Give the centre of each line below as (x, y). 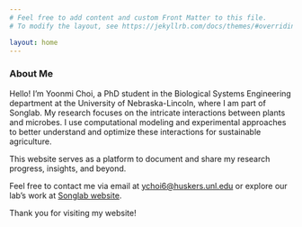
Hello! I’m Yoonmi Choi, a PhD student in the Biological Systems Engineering (151, 93)
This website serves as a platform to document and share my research (140, 159)
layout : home (34, 42)
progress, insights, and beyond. (68, 168)
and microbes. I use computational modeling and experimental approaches (148, 122)
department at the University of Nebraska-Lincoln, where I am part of (138, 103)
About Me (31, 74)
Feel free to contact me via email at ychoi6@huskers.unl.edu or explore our (148, 186)
